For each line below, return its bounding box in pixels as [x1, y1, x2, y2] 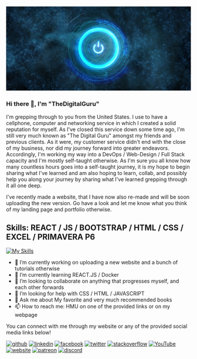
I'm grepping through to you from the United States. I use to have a [6, 113, 168, 120]
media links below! [6, 329, 52, 336]
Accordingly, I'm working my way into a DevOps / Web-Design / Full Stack [6, 150, 185, 157]
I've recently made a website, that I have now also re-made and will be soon [6, 193, 190, 200]
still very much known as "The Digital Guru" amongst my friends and [6, 132, 172, 139]
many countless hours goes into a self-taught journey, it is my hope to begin [6, 163, 190, 170]
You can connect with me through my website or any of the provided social [6, 323, 188, 330]
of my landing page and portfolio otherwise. [6, 206, 112, 213]
